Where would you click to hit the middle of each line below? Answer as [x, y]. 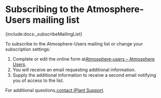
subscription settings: [28, 49]
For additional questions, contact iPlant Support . [55, 90]
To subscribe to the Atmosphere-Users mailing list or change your [74, 43]
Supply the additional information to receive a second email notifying [84, 75]
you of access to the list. [38, 80]
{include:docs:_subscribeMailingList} [44, 34]
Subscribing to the [45, 9]
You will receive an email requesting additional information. [74, 70]
